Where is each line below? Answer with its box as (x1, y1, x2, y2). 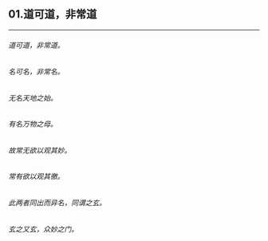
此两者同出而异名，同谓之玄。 (8, 198, 106, 207)
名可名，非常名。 (8, 67, 65, 77)
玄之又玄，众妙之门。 (8, 224, 78, 234)
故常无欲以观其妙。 (8, 145, 72, 155)
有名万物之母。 (8, 119, 57, 129)
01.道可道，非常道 (8, 7, 97, 22)
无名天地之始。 (8, 93, 57, 102)
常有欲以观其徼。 (8, 172, 65, 181)
